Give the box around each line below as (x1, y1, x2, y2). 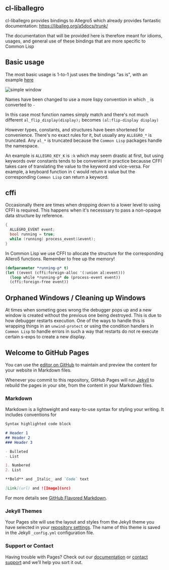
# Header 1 (5, 431, 28, 436)
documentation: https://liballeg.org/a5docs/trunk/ (5, 23, 108, 29)
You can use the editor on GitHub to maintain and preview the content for (5, 361, 157, 368)
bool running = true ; (10, 232, 55, 237)
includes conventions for (5, 411, 57, 418)
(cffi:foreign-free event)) (10, 280, 69, 285)
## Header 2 (5, 435, 30, 440)
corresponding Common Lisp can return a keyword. (5, 174, 109, 180)
